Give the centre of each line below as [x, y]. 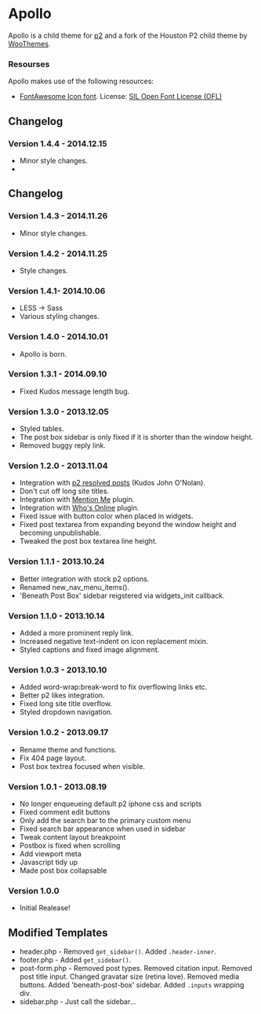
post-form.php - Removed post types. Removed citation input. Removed [136, 968]
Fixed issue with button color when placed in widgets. [106, 516]
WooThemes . [29, 43]
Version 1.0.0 [34, 891]
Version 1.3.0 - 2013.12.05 [59, 412]
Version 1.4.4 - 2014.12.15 [58, 144]
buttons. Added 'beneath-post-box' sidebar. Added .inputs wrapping [132, 985]
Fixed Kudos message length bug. [74, 391]
